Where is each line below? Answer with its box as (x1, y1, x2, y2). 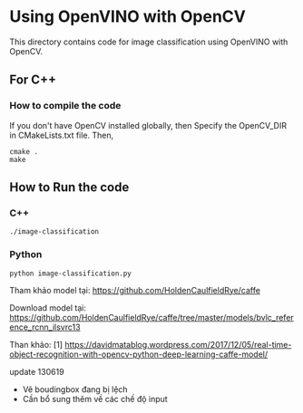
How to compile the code (9, 100, 122, 112)
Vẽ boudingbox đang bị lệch (22, 383, 129, 395)
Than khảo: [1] (9, 339, 64, 350)
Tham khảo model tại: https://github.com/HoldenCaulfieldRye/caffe (9, 284, 261, 295)
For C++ (9, 72, 57, 88)
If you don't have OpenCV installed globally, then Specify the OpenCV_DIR (9, 120, 288, 130)
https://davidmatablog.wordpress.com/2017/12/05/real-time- (64, 339, 292, 350)
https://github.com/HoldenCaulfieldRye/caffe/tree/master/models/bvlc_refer (9, 312, 295, 322)
